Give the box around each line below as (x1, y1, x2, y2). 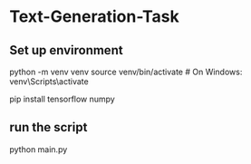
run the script (9, 120, 88, 135)
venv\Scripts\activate (9, 76, 89, 87)
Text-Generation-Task (9, 6, 179, 27)
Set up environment (9, 43, 124, 58)
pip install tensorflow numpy (9, 93, 115, 104)
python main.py (9, 143, 68, 155)
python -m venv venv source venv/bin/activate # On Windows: (9, 66, 243, 77)
